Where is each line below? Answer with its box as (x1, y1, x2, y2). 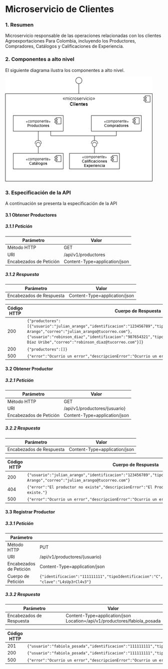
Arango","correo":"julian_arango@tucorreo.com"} (27, 477, 130, 483)
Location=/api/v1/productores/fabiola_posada (65, 617, 161, 623)
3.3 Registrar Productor (5, 509, 55, 515)
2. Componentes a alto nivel (5, 56, 74, 63)
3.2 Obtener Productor (5, 365, 53, 371)
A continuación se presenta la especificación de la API (5, 200, 117, 206)
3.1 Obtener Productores (5, 211, 57, 218)
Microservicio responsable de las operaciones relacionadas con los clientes (5, 32, 161, 38)
